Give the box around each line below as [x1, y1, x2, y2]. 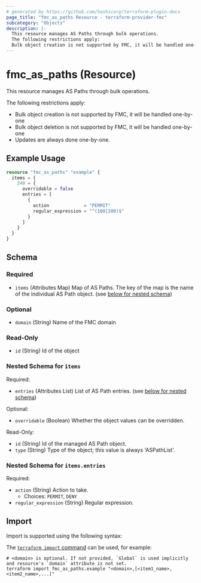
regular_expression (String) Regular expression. [14, 499, 134, 506]
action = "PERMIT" [32, 202, 111, 208]
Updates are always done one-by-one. [14, 136, 111, 143]
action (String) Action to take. [14, 486, 89, 493]
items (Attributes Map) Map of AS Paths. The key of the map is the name [14, 284, 194, 291]
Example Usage [6, 154, 66, 164]
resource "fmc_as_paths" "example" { [6, 169, 100, 175]
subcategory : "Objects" [6, 20, 66, 26]
